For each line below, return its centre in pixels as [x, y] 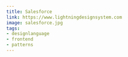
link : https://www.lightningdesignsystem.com [64, 17]
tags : [13, 28]
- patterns [20, 45]
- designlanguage [28, 34]
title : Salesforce [29, 12]
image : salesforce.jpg [35, 23]
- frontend [20, 39]
